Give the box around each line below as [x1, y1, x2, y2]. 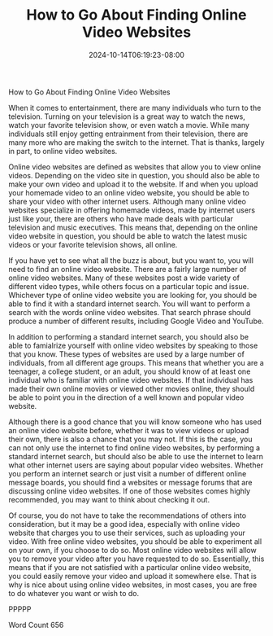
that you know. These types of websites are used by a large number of [8, 349, 245, 359]
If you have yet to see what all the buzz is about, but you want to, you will [8, 255, 254, 265]
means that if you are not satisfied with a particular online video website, [8, 562, 252, 572]
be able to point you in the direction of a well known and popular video [8, 393, 245, 402]
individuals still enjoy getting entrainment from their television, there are [8, 129, 249, 138]
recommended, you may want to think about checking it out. [8, 494, 210, 504]
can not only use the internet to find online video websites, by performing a [8, 442, 261, 453]
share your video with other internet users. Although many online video [8, 196, 246, 206]
